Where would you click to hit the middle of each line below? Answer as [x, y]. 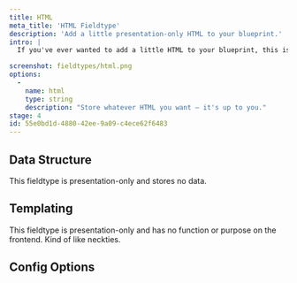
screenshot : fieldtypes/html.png [71, 66]
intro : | [25, 42]
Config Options [52, 268]
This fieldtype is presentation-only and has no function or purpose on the [143, 230]
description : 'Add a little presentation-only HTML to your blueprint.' [146, 34]
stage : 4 [25, 116]
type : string [49, 99]
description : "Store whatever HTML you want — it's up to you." [146, 107]
